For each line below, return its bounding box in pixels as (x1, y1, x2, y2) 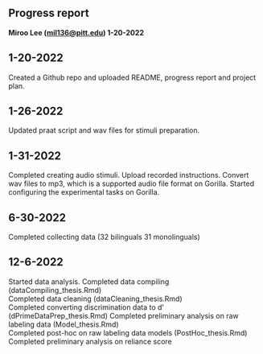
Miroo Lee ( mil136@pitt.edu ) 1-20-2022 (8, 27, 145, 37)
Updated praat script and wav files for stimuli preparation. (8, 126, 200, 135)
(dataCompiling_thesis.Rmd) (8, 285, 102, 294)
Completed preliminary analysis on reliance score (8, 336, 172, 346)
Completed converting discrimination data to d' (8, 302, 165, 312)
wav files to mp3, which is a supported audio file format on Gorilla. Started (8, 179, 255, 188)
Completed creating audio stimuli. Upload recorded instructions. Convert (8, 171, 249, 180)
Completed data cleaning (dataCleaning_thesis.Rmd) (8, 294, 183, 303)
